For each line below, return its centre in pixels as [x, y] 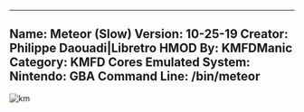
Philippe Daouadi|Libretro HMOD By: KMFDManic [151, 48]
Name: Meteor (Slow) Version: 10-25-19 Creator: [149, 34]
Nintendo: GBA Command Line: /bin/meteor [135, 76]
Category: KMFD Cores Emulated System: [130, 63]
